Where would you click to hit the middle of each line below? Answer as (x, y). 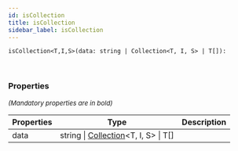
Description (204, 122)
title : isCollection (42, 23)
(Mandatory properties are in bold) (60, 103)
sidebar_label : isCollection (56, 30)
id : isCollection (37, 15)
